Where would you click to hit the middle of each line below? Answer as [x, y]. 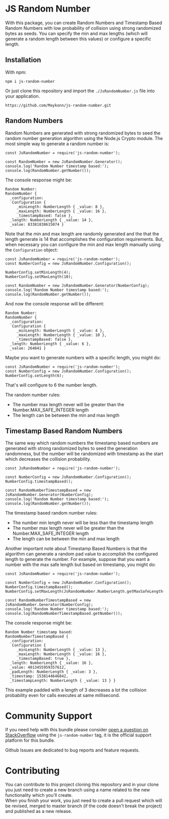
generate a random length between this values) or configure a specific [78, 39]
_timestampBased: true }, [44, 659]
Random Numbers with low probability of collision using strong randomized [83, 28]
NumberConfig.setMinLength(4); [38, 272]
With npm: [16, 72]
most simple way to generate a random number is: [57, 144]
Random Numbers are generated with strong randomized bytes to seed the [83, 133]
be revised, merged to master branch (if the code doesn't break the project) [84, 806]
